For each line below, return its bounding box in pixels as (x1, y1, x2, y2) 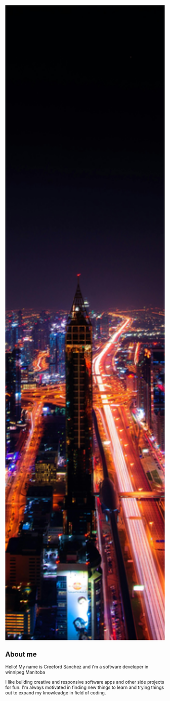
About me (5, 650, 37, 659)
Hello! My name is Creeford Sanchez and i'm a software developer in (5, 663, 149, 670)
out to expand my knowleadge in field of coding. (5, 689, 106, 695)
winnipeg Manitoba (5, 669, 46, 675)
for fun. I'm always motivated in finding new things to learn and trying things (5, 684, 164, 690)
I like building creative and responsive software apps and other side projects (5, 679, 164, 685)
